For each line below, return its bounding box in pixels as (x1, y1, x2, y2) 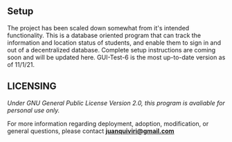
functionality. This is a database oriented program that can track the (7, 31, 202, 39)
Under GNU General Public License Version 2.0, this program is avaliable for (7, 99, 225, 107)
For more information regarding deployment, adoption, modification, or (7, 119, 209, 128)
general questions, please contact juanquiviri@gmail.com (7, 127, 175, 135)
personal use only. (7, 106, 60, 114)
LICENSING (7, 81, 57, 92)
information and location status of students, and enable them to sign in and (7, 38, 222, 47)
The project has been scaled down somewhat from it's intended (7, 23, 190, 32)
